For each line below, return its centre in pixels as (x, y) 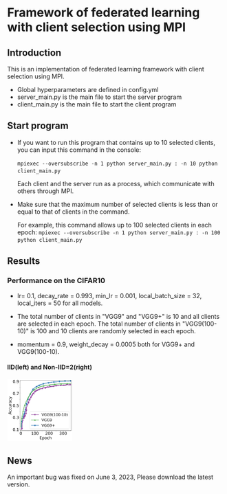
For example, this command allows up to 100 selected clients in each (114, 225)
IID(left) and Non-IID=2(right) (50, 367)
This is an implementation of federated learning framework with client (106, 69)
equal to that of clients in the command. (73, 212)
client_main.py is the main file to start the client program (97, 104)
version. (19, 484)
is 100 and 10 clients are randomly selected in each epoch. (113, 330)
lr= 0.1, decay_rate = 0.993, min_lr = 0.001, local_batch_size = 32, (109, 295)
